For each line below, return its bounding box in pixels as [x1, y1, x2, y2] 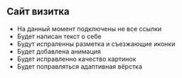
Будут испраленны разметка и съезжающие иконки [16, 39, 176, 48]
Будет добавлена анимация [16, 47, 101, 55]
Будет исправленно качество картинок [16, 55, 136, 63]
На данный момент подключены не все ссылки [16, 24, 162, 33]
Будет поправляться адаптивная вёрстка [16, 62, 143, 70]
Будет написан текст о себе [16, 32, 102, 40]
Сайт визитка [6, 6, 70, 18]
